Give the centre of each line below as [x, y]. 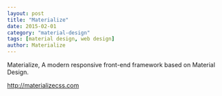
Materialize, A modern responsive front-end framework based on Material [111, 65]
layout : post [26, 13]
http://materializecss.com [43, 85]
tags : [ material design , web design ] [61, 39]
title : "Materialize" [38, 20]
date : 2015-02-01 [32, 26]
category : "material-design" [49, 33]
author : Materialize [37, 45]
